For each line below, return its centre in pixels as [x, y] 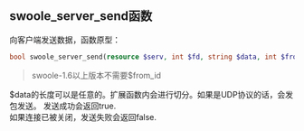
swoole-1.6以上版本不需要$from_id [96, 75]
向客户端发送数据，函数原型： [65, 40]
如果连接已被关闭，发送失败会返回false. [83, 117]
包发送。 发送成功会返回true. [63, 106]
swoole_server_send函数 [81, 16]
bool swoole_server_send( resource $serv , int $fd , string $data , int [143, 57]
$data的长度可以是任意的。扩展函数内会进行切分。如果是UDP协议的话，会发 [152, 94]
